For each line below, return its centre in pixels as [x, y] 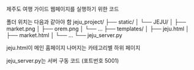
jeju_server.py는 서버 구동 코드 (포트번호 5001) [63, 61]
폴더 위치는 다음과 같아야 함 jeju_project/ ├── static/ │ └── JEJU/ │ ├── [96, 22]
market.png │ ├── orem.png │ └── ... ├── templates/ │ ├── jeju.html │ [98, 29]
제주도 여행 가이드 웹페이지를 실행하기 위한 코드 [63, 9]
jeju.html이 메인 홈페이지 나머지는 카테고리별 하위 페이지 [73, 48]
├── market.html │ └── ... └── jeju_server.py [64, 35]
